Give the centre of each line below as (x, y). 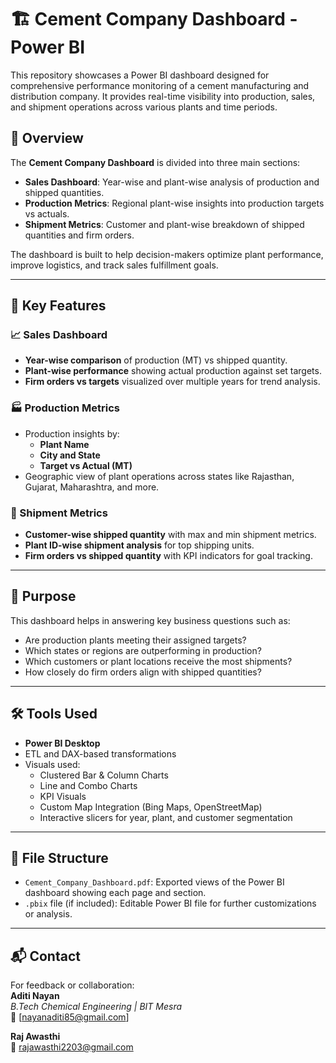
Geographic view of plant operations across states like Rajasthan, (159, 476)
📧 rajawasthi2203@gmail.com (72, 1047)
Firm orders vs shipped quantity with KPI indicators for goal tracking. (168, 556)
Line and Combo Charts (88, 785)
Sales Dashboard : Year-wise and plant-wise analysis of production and (172, 182)
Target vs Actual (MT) (86, 465)
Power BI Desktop (62, 743)
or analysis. (48, 914)
